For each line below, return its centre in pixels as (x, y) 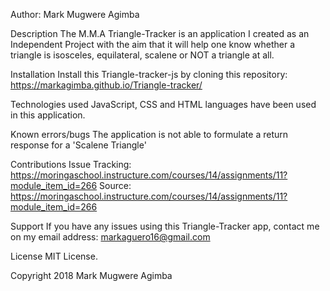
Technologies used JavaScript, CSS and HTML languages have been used (163, 104)
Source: (115, 185)
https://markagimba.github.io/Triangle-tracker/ (106, 85)
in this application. (48, 115)
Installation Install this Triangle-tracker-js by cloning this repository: (149, 74)
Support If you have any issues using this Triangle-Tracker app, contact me (165, 226)
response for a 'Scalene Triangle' (78, 145)
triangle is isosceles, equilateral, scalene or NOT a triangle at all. (142, 55)
